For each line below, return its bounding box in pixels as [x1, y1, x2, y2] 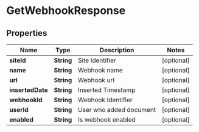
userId [9, 106, 29, 114]
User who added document [78, 106, 156, 114]
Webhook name [78, 66, 123, 74]
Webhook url [78, 76, 114, 84]
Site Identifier [78, 56, 117, 64]
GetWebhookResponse [6, 4, 126, 18]
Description [99, 46, 134, 54]
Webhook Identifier [78, 96, 133, 104]
